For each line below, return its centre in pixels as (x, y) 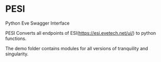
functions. (16, 38)
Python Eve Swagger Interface (38, 23)
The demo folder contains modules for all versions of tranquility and (77, 48)
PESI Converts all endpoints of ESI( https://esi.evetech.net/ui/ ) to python (81, 33)
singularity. (17, 54)
